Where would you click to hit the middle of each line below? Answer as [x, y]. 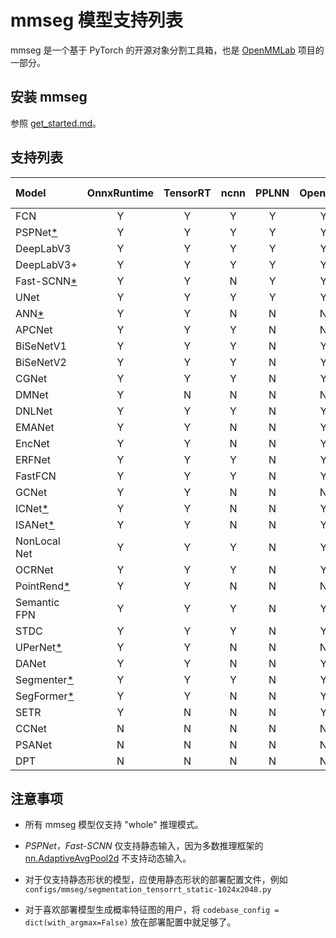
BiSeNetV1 [41, 346]
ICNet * [32, 508]
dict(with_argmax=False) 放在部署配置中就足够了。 [130, 922]
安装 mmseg [49, 97]
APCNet [34, 329]
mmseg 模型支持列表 [96, 20]
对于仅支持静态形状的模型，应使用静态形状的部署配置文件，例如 [156, 880]
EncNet [32, 443]
